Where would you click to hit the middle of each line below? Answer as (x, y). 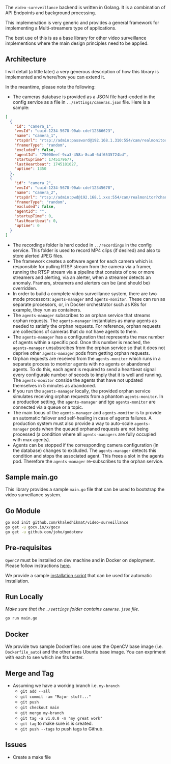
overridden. (25, 288)
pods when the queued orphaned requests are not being (89, 429)
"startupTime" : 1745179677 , (44, 159)
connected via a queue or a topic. (48, 407)
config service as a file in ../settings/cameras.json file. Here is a (81, 102)
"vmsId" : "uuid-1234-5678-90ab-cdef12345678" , (65, 188)
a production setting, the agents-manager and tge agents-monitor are (84, 402)
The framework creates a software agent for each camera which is (82, 261)
